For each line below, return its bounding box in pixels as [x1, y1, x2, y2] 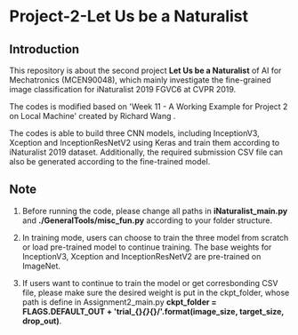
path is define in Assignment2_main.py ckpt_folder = [21, 296, 217, 307]
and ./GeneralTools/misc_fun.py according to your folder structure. [21, 215, 273, 226]
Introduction [9, 42, 80, 57]
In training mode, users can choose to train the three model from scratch [21, 232, 289, 243]
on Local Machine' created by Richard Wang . [9, 111, 176, 121]
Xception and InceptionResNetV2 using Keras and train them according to [9, 138, 280, 148]
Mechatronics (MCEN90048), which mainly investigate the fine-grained [9, 75, 271, 85]
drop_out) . [21, 315, 62, 326]
